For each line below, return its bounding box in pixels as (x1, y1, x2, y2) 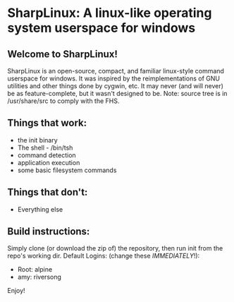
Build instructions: (7, 226, 90, 238)
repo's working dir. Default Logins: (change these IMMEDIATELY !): (7, 252, 200, 260)
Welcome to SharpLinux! (7, 48, 118, 60)
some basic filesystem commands (17, 166, 117, 174)
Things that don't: (7, 186, 88, 198)
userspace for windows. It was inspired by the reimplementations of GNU (7, 74, 221, 83)
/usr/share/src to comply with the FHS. (7, 97, 120, 105)
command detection (17, 150, 76, 159)
